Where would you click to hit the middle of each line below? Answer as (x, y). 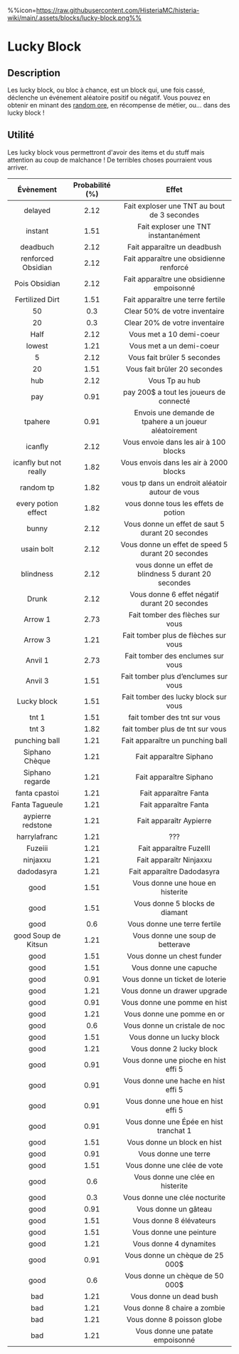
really (37, 471)
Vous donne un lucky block (174, 1037)
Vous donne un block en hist (174, 1142)
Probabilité (92, 185)
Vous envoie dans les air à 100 (174, 442)
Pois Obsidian (37, 283)
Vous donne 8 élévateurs (174, 1220)
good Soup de (37, 935)
